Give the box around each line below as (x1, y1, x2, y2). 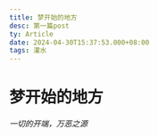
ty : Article (9, 29, 54, 38)
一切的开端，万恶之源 (9, 118, 87, 129)
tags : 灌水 (9, 46, 47, 55)
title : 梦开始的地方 (9, 12, 78, 22)
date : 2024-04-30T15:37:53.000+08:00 (9, 37, 150, 47)
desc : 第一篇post (9, 21, 70, 30)
